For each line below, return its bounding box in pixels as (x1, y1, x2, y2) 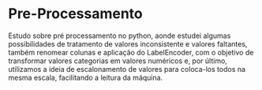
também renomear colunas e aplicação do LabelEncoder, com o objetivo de (8, 47, 254, 57)
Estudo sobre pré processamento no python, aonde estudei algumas (8, 31, 231, 40)
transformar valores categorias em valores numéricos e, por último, (8, 56, 227, 66)
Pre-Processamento (8, 5, 144, 23)
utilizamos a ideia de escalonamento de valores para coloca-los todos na (8, 64, 246, 73)
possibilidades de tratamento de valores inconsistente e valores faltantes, (8, 39, 248, 48)
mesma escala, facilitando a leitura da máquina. (8, 73, 163, 82)
